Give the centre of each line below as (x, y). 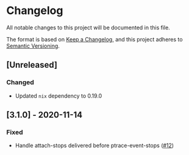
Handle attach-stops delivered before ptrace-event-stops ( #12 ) (94, 146)
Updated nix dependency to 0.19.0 (59, 96)
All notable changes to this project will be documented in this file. (88, 27)
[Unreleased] (32, 65)
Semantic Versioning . (33, 46)
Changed (20, 82)
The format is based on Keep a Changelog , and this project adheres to (94, 39)
